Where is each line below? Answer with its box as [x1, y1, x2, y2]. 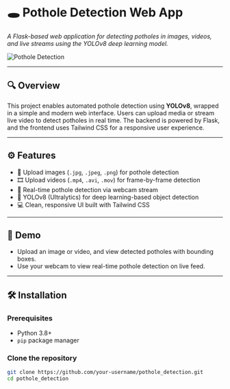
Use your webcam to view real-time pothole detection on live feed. [16, 262, 205, 270]
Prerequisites [7, 313, 53, 322]
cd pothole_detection [7, 375, 69, 382]
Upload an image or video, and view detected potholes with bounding [16, 248, 214, 256]
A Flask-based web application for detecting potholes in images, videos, [7, 32, 212, 40]
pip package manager [16, 336, 80, 344]
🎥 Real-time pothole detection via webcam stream [16, 185, 159, 193]
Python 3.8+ [16, 329, 53, 338]
